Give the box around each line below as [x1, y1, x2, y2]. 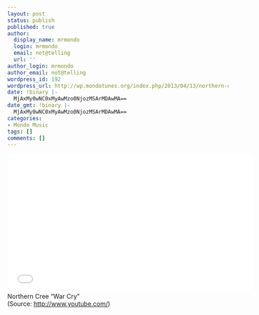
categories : [7, 115, 42, 122]
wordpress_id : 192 [7, 75, 61, 83]
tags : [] [7, 128, 33, 135]
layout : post [7, 10, 46, 18]
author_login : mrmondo [7, 63, 74, 70]
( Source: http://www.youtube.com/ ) [7, 300, 111, 308]
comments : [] [7, 134, 46, 141]
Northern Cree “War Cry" [7, 292, 81, 301]
